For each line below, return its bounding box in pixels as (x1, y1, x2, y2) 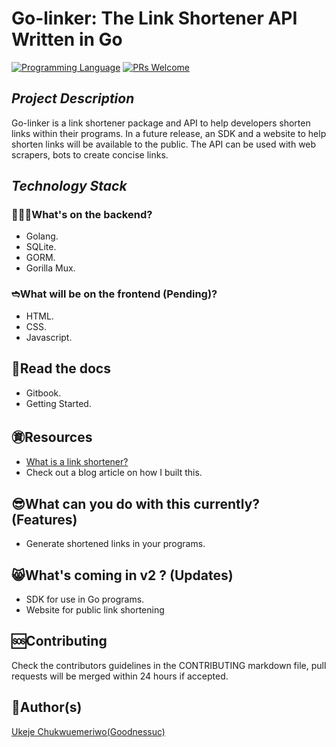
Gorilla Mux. (25, 262, 76, 274)
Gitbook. (25, 387, 62, 399)
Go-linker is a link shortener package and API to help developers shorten (11, 117, 311, 129)
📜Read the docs (11, 360, 111, 377)
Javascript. (25, 331, 73, 343)
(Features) (11, 511, 78, 528)
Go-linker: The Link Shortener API (11, 7, 298, 30)
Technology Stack (11, 178, 128, 195)
